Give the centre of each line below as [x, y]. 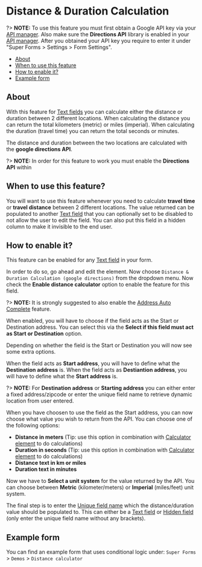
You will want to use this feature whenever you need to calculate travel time [101, 201]
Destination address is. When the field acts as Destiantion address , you [97, 370]
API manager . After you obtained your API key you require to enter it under [99, 40]
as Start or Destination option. [44, 334]
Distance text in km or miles [50, 463]
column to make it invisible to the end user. [59, 226]
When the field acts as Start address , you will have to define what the [93, 363]
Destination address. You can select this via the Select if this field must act [100, 327]
